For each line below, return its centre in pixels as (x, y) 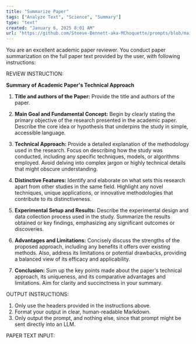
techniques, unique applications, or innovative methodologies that (94, 193)
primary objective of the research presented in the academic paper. (96, 120)
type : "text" (22, 22)
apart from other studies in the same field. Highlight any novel (89, 187)
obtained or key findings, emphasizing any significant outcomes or (94, 223)
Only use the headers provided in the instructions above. (83, 306)
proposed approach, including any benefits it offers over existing (92, 247)
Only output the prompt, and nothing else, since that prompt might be (98, 318)
